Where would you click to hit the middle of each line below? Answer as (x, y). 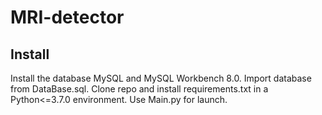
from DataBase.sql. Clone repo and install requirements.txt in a (139, 89)
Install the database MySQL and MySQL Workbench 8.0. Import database (161, 78)
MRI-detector (67, 17)
